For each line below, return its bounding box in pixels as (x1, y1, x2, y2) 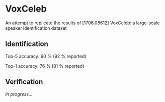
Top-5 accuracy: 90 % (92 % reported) (5, 53, 87, 59)
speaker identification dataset (5, 25, 67, 31)
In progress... (5, 91, 33, 97)
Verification (5, 78, 43, 86)
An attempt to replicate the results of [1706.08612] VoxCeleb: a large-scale (5, 20, 160, 26)
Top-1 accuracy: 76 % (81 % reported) (5, 63, 85, 69)
